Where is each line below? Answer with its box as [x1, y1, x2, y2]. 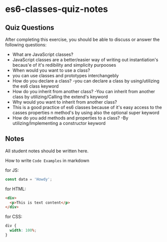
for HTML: [5, 186, 26, 192]
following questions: [5, 42, 47, 48]
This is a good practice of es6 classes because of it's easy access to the [12, 105, 162, 110]
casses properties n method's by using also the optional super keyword [12, 110, 160, 116]
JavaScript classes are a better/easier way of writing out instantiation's [12, 57, 159, 63]
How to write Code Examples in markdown [5, 157, 90, 163]
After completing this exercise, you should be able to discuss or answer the [5, 36, 160, 42]
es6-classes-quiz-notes [5, 3, 108, 15]
